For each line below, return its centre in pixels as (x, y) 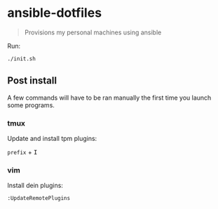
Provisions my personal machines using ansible (93, 32)
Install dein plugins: (35, 186)
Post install (32, 81)
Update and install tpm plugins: (52, 138)
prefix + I (22, 151)
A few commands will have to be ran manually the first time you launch (109, 97)
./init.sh (22, 59)
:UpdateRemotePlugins (39, 198)
